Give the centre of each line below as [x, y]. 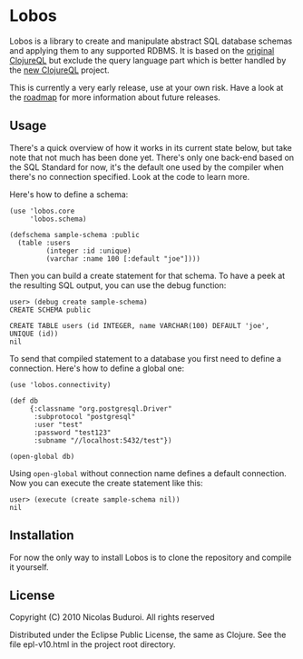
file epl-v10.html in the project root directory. [93, 644]
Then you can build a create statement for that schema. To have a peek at [147, 275]
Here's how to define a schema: [69, 194]
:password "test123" [72, 433]
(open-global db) [42, 456]
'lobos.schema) [59, 219]
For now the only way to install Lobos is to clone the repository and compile [151, 557]
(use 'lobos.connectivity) [60, 384]
